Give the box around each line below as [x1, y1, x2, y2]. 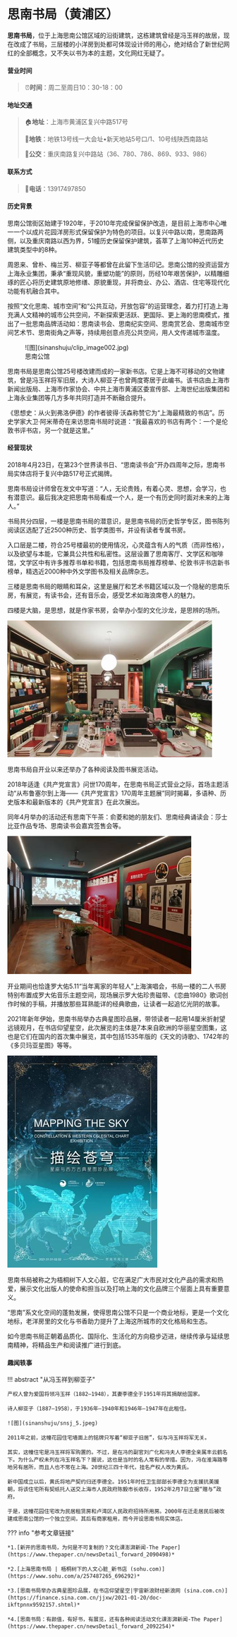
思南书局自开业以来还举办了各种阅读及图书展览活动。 [7, 765, 162, 773]
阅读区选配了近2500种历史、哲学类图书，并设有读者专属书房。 [7, 525, 190, 534]
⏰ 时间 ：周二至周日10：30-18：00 [24, 83, 123, 92]
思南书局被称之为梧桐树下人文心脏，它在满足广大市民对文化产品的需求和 [7, 1275, 217, 1284]
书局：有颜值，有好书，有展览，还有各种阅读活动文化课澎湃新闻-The [30, 1616, 201, 1623]
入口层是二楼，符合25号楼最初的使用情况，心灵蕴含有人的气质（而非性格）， [7, 540, 228, 549]
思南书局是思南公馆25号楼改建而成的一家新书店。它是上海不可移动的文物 [7, 367, 219, 375]
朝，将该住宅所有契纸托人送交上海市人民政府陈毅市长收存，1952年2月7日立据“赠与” [7, 1486, 217, 1493]
